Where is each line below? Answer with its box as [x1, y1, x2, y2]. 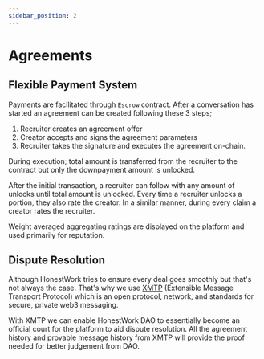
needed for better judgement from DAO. [8, 341, 140, 351]
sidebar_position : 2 [8, 11, 78, 20]
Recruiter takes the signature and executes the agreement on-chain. [19, 141, 246, 150]
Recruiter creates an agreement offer [19, 124, 143, 133]
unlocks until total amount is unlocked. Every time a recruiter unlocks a [8, 189, 242, 198]
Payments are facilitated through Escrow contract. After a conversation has [8, 100, 254, 109]
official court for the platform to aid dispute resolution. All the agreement [8, 324, 248, 334]
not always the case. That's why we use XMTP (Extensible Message [8, 283, 234, 293]
